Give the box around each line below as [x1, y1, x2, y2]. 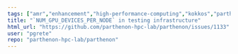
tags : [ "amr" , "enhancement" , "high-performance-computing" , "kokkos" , [7, 10, 214, 18]
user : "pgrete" [7, 29, 52, 37]
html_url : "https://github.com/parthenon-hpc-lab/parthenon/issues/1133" [7, 23, 230, 30]
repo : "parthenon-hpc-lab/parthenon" [7, 36, 119, 43]
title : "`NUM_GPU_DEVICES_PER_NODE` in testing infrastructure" [7, 17, 201, 24]
